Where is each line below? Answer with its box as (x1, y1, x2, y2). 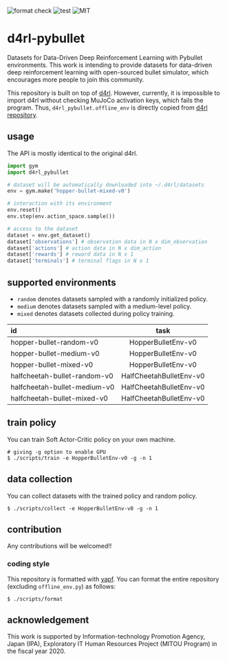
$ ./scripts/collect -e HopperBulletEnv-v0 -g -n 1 (7, 505, 158, 512)
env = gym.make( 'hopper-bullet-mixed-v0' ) (7, 188, 131, 194)
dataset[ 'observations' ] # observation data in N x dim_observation (7, 238, 208, 245)
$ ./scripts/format (7, 595, 63, 603)
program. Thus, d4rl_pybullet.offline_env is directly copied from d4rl (7, 103, 208, 112)
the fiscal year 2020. (7, 647, 66, 655)
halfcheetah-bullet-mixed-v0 (10, 393, 109, 403)
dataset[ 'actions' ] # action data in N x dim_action (7, 245, 162, 252)
